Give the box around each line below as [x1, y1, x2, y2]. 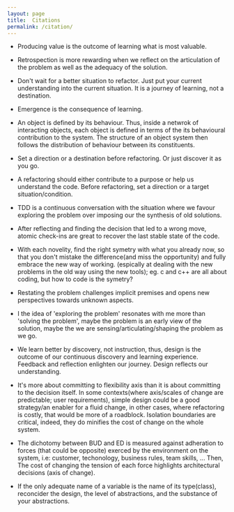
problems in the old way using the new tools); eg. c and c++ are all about [17, 268, 227, 276]
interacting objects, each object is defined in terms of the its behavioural [17, 126, 226, 135]
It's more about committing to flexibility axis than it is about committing [17, 381, 221, 389]
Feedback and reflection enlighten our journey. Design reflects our [17, 360, 208, 368]
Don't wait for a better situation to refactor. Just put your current [17, 77, 202, 85]
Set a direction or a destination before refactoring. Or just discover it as [17, 154, 221, 163]
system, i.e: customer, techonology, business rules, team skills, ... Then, [17, 454, 224, 462]
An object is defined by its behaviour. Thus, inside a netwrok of [17, 119, 199, 127]
